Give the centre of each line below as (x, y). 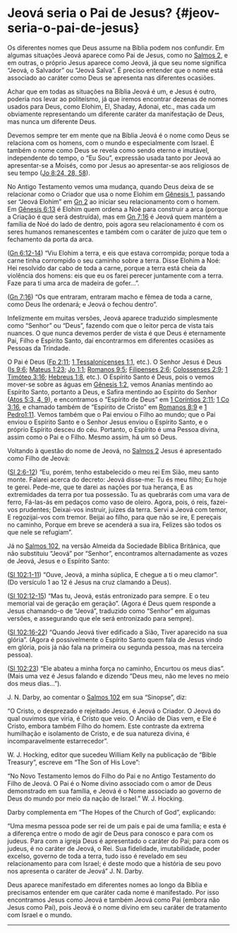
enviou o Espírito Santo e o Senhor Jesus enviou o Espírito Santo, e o (108, 422)
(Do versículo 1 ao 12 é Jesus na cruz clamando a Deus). (89, 582)
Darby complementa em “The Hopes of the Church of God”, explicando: (112, 812)
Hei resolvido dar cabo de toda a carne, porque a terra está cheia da (107, 268)
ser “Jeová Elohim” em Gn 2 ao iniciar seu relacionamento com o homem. (114, 201)
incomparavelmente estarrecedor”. (58, 740)
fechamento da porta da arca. (50, 239)
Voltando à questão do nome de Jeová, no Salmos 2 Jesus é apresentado (115, 450)
